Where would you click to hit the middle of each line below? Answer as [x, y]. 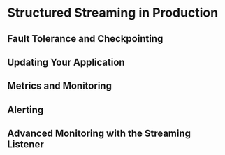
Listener [26, 145]
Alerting [26, 110]
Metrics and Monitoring [59, 86]
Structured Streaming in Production [113, 13]
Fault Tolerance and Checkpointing [85, 39]
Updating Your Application [66, 62]
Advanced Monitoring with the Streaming [99, 134]
